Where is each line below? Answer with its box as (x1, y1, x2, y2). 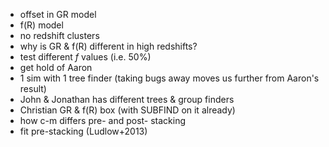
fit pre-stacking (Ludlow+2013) (19, 125, 148, 137)
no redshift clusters (19, 30, 100, 41)
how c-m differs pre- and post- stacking (19, 115, 187, 126)
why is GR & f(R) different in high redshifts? (19, 40, 198, 52)
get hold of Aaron (19, 62, 93, 73)
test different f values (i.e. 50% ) (19, 51, 152, 63)
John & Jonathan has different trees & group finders (19, 94, 235, 105)
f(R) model (19, 19, 64, 31)
